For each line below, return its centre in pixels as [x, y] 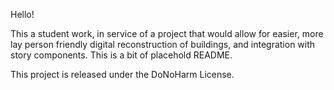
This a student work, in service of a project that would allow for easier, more [167, 33]
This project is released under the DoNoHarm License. [122, 74]
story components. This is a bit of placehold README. [121, 55]
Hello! [22, 14]
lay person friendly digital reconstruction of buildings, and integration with [163, 44]
